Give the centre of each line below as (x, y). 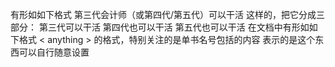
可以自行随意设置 (54, 52)
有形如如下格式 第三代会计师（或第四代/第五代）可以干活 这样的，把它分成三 (167, 14)
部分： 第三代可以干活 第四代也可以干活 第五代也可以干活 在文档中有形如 (160, 27)
